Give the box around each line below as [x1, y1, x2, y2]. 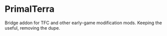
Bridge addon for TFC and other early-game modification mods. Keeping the [4, 20, 162, 26]
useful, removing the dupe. [4, 25, 60, 31]
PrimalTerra [4, 3, 54, 15]
